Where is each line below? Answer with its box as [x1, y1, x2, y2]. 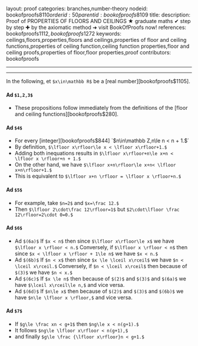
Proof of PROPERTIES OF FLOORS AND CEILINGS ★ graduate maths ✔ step [6, 18, 191, 24]
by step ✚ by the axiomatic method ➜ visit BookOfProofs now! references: [6, 24, 187, 31]
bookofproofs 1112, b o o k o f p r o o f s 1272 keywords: [6, 30, 122, 37]
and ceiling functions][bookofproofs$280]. [14, 110, 119, 117]
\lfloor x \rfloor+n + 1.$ [14, 156, 81, 162]
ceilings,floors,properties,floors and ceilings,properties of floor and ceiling [6, 37, 187, 43]
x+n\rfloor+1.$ [14, 168, 52, 174]
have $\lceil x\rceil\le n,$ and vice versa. [14, 281, 125, 288]
